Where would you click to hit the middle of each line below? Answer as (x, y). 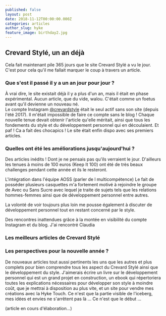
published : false (23, 10)
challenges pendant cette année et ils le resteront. (56, 170)
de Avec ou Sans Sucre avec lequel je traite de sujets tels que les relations (81, 190)
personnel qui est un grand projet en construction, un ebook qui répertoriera (83, 277)
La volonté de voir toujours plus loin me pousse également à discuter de (79, 205)
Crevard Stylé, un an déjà (45, 53)
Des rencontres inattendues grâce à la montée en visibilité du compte (76, 220)
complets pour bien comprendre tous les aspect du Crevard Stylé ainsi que (82, 267)
